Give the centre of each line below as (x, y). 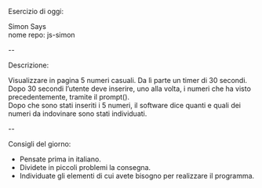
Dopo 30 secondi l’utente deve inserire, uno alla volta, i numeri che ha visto (129, 89)
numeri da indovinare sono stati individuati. (78, 114)
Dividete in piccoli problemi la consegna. (85, 167)
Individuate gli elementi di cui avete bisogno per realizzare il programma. (137, 176)
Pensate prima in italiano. (60, 159)
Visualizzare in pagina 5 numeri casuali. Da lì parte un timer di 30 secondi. (128, 80)
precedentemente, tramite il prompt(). (69, 97)
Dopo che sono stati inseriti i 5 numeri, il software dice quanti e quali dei (125, 105)
